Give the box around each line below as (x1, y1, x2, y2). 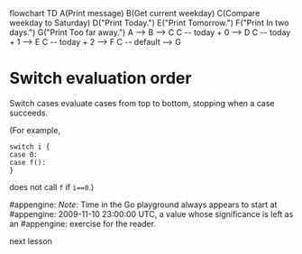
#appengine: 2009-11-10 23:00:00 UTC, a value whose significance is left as (9, 208, 294, 219)
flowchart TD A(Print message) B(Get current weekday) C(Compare (9, 8, 261, 18)
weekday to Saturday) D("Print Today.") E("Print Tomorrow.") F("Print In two (9, 17, 290, 28)
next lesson (9, 235, 52, 246)
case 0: (9, 150, 39, 159)
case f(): (9, 158, 47, 167)
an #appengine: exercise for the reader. (9, 218, 156, 229)
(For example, (9, 124, 61, 135)
